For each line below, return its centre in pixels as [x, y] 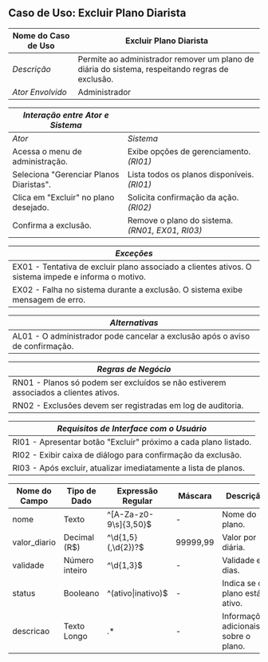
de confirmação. [43, 346]
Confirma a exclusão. [52, 225]
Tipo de [81, 490]
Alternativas [134, 323]
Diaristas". [32, 184]
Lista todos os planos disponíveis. [191, 174]
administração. [40, 161]
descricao [31, 631]
